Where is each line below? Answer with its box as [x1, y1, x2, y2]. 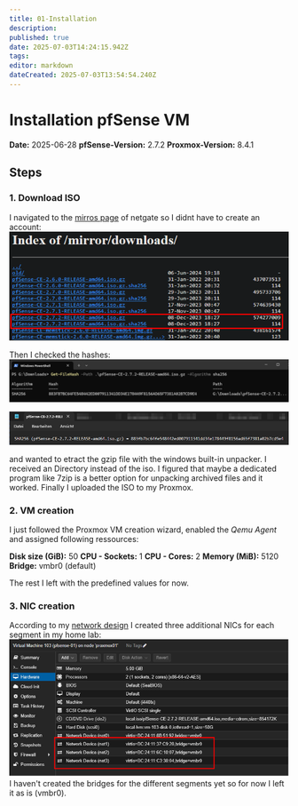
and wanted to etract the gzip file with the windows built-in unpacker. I [9, 453, 267, 464]
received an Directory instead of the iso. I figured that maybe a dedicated [9, 463, 277, 474]
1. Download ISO [9, 192, 81, 204]
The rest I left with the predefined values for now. [9, 578, 189, 588]
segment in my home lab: [9, 629, 102, 640]
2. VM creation [9, 504, 74, 516]
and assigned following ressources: [9, 534, 139, 545]
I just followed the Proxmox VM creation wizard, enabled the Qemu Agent [9, 524, 278, 535]
